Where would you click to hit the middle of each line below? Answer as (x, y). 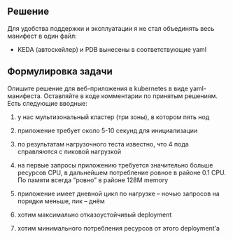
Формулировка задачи (60, 72)
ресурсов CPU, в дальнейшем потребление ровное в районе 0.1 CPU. (121, 172)
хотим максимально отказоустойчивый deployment (94, 214)
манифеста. (25, 96)
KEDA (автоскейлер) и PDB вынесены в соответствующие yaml (112, 49)
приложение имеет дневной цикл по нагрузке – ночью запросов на (119, 193)
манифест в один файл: (42, 36)
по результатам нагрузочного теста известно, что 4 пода (103, 144)
